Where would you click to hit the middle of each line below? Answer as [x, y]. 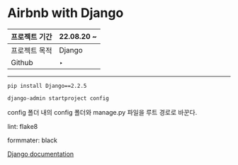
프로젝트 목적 [32, 50]
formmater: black [33, 140]
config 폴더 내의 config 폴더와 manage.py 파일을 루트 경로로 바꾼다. [102, 112]
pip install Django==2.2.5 [47, 86]
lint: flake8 [23, 126]
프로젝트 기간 [32, 37]
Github [22, 62]
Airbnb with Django [66, 13]
